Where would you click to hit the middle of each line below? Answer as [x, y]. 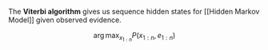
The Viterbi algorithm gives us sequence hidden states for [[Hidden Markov [134, 12]
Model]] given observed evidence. [65, 20]
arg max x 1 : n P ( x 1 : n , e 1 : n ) [134, 37]
